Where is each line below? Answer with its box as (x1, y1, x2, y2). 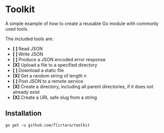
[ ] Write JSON (12, 51, 43, 57)
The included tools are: (5, 36, 54, 42)
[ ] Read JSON (12, 45, 43, 51)
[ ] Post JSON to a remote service (12, 78, 84, 84)
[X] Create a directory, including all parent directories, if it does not (12, 83, 154, 90)
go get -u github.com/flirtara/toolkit (5, 122, 90, 128)
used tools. (5, 25, 29, 32)
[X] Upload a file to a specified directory (12, 62, 98, 68)
